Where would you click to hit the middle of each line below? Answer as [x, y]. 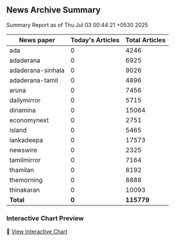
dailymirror [25, 100]
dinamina [23, 110]
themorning [26, 180]
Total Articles [145, 40]
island [18, 130]
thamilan [22, 170]
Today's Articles [95, 40]
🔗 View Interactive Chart [37, 232]
